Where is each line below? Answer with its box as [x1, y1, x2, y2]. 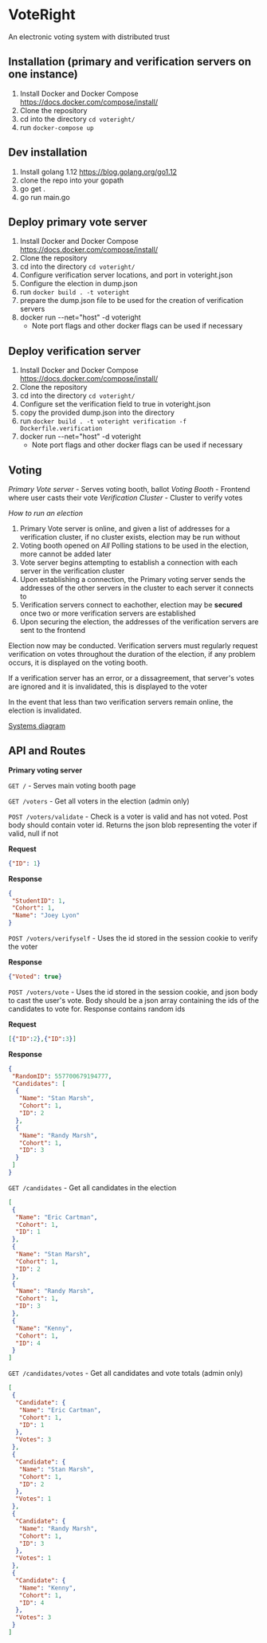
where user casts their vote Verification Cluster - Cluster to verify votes [8, 493, 243, 502]
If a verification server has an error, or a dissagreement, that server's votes [8, 674, 255, 682]
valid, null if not [8, 828, 59, 838]
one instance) [8, 68, 78, 81]
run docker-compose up [19, 122, 94, 132]
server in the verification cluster [19, 566, 125, 576]
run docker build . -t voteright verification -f [19, 416, 187, 426]
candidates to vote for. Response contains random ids [8, 1004, 186, 1013]
